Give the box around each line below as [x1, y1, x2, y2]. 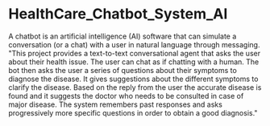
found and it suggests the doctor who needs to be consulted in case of [8, 91, 244, 100]
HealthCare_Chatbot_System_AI [8, 5, 228, 23]
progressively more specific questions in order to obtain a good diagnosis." [8, 108, 258, 117]
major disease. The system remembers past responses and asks [8, 100, 223, 109]
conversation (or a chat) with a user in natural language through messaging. [8, 39, 260, 49]
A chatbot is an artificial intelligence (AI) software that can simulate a [8, 31, 237, 41]
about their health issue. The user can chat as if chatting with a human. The [8, 57, 260, 67]
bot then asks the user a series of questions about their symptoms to [8, 65, 238, 75]
